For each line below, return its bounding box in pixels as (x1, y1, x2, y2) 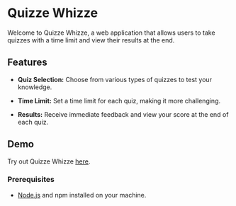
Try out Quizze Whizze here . (7, 157, 91, 166)
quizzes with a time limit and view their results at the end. (7, 35, 175, 44)
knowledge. (17, 83, 52, 91)
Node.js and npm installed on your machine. (17, 190, 147, 199)
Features (7, 57, 47, 69)
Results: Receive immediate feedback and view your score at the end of (17, 110, 229, 118)
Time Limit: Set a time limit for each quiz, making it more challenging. (17, 96, 221, 105)
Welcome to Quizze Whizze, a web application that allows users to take (7, 28, 215, 37)
